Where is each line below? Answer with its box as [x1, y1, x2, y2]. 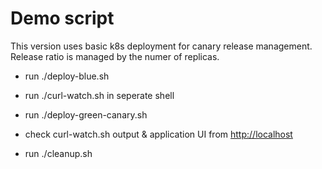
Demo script [10, 7, 115, 30]
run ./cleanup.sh [24, 147, 93, 159]
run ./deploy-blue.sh [24, 70, 110, 82]
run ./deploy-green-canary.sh [24, 108, 148, 121]
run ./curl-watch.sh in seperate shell [24, 89, 175, 101]
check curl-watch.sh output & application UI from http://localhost [24, 128, 293, 140]
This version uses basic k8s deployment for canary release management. [10, 40, 313, 52]
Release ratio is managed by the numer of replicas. [10, 50, 220, 62]
